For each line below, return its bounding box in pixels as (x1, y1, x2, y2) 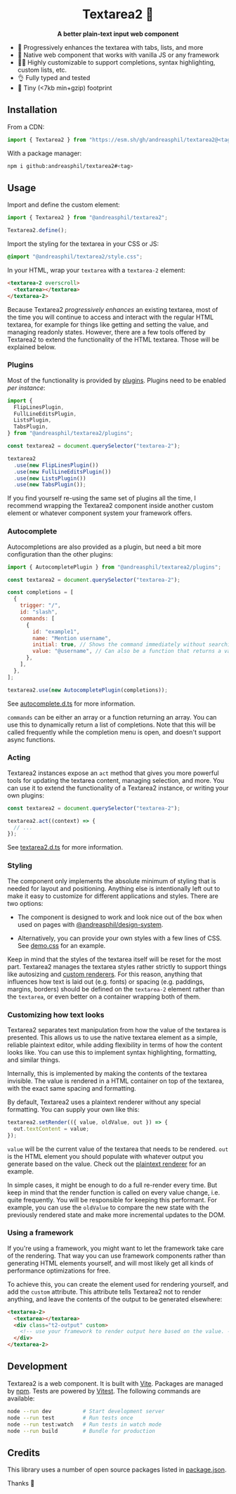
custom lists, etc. (17, 65, 67, 74)
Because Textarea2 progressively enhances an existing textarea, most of (7, 305, 218, 313)
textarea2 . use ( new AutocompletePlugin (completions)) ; (7, 687, 169, 694)
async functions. (7, 735, 56, 743)
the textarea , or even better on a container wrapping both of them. (7, 992, 201, 1001)
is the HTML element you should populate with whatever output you (7, 1152, 204, 1160)
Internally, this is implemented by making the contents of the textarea (7, 1069, 207, 1077)
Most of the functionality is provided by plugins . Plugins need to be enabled (7, 376, 226, 384)
